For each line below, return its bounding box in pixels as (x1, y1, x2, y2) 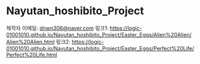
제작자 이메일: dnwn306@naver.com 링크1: (6, 24, 109, 31)
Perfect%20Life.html (6, 51, 57, 58)
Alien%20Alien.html (6, 38, 55, 45)
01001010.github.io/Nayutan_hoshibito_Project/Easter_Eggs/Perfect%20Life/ (6, 44, 195, 52)
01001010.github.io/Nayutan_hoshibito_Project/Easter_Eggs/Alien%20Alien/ (6, 31, 192, 38)
